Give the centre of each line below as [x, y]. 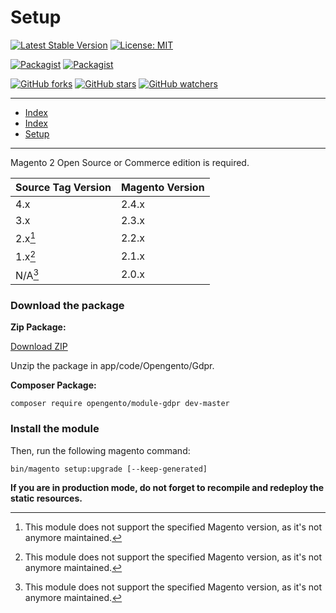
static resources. [46, 498]
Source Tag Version [63, 187]
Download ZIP [39, 347]
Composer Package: [53, 385]
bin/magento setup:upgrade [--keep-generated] [109, 469]
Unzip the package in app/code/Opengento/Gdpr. [112, 366]
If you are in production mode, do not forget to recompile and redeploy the [167, 487]
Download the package [67, 305]
